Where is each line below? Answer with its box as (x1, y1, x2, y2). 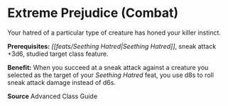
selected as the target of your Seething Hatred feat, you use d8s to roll (7, 71, 215, 79)
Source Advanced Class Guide (7, 92, 98, 100)
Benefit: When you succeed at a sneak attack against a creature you (7, 63, 209, 71)
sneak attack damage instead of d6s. (7, 78, 116, 86)
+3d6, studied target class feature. (7, 49, 109, 58)
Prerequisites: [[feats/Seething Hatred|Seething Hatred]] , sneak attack (7, 42, 217, 50)
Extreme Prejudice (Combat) (7, 5, 179, 21)
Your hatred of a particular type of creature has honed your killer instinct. (7, 28, 222, 37)
